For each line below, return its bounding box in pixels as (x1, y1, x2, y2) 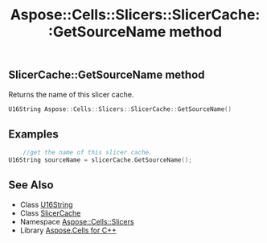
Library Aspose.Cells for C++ (19, 225, 117, 235)
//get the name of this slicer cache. (23, 149, 153, 157)
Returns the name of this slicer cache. (8, 89, 134, 99)
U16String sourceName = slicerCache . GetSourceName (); (8, 156, 193, 164)
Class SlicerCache (19, 208, 81, 218)
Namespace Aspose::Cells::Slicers (19, 216, 134, 226)
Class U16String (19, 200, 74, 209)
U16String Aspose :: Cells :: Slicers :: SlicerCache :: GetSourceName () (8, 105, 232, 113)
